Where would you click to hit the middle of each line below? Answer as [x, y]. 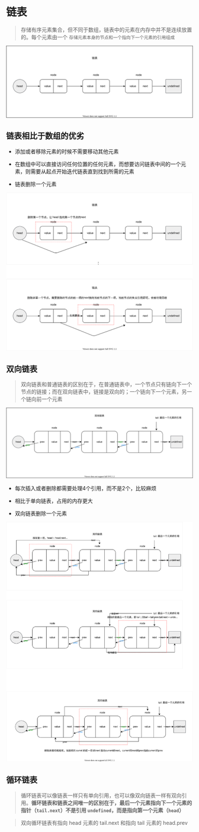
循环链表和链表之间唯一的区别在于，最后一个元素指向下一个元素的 [112, 802]
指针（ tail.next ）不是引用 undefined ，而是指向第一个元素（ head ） [102, 810]
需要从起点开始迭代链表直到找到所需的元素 [82, 171]
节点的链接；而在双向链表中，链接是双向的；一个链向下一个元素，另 [104, 392]
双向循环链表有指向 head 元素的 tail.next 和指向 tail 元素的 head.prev [104, 823]
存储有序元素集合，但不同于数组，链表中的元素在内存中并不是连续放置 [106, 30]
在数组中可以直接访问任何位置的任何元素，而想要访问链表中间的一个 [98, 164]
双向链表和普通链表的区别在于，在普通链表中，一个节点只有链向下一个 [106, 384]
